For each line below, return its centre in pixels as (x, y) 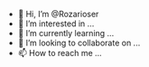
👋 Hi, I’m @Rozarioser (58, 14)
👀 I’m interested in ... (56, 24)
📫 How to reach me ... (60, 53)
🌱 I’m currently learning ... (66, 33)
